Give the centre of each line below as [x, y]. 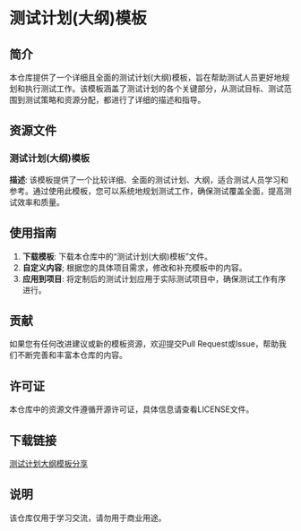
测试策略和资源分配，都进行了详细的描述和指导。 [115, 100]
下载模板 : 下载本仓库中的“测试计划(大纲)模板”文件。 [117, 256]
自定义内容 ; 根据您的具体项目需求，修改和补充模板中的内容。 [134, 267]
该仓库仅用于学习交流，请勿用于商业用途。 [88, 518]
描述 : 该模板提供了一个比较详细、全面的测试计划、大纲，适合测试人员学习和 [149, 179]
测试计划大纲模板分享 [48, 463]
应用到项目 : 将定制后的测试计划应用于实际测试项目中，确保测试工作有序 [154, 278]
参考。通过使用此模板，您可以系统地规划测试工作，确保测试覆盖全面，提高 [146, 191]
